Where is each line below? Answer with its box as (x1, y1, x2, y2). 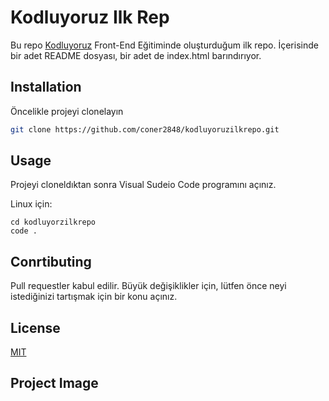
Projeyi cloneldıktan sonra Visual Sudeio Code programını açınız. (10, 179, 277, 191)
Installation (10, 79, 82, 96)
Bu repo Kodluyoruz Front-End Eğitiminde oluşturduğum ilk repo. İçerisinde (10, 39, 319, 51)
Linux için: (10, 198, 53, 210)
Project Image (10, 375, 99, 392)
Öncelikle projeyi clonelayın (10, 105, 124, 117)
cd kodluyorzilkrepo (10, 217, 97, 228)
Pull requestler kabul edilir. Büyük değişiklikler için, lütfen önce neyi (10, 280, 287, 292)
